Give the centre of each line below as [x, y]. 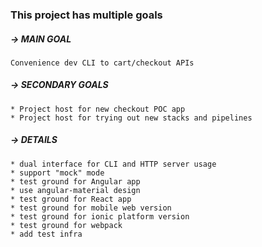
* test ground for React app [71, 199]
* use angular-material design [75, 190]
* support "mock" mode [57, 173]
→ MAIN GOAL [41, 39]
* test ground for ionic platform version [100, 216]
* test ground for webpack [66, 225]
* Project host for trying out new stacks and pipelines [131, 118]
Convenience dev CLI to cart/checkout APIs [102, 63]
